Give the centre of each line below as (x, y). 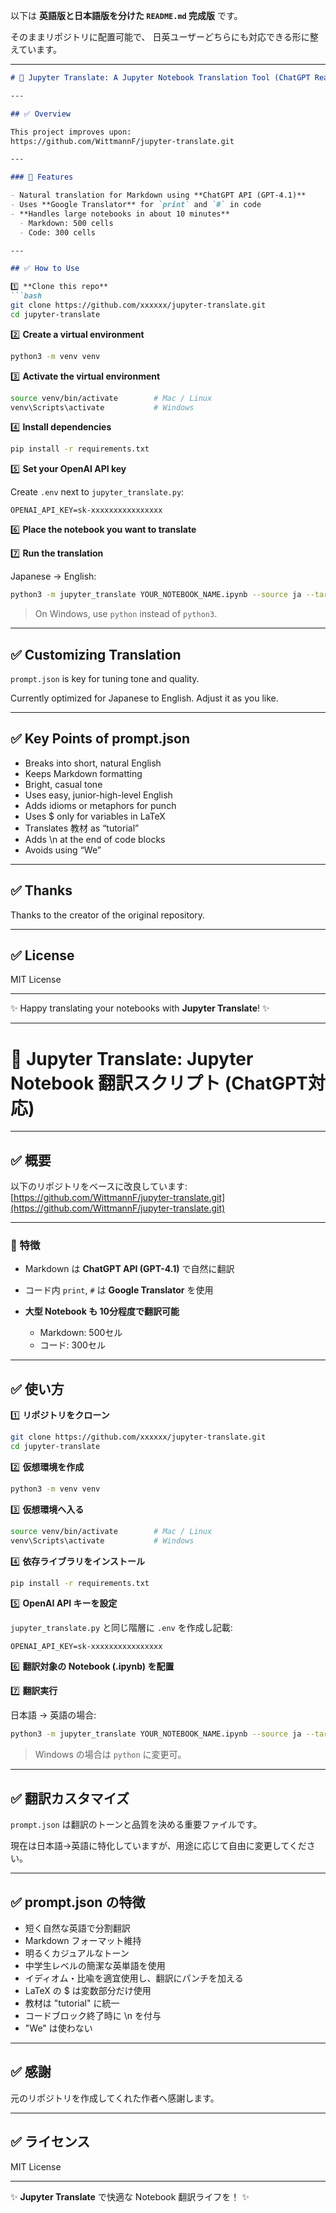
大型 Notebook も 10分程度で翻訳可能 (102, 1311)
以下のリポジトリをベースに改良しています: (99, 1186)
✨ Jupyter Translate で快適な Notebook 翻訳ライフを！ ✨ (130, 2196)
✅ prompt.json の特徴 (78, 1902)
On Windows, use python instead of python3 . (126, 614)
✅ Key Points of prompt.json (100, 739)
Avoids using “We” (63, 850)
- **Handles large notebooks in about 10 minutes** (120, 214)
